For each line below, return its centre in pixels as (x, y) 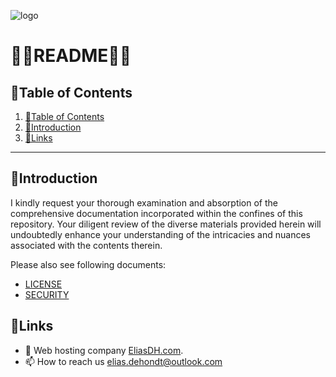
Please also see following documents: (88, 264)
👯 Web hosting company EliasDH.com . (104, 350)
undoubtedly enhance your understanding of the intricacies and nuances (160, 234)
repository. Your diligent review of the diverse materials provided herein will (166, 224)
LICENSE (43, 284)
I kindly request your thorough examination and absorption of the (144, 202)
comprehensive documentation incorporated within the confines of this (156, 213)
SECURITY (47, 294)
